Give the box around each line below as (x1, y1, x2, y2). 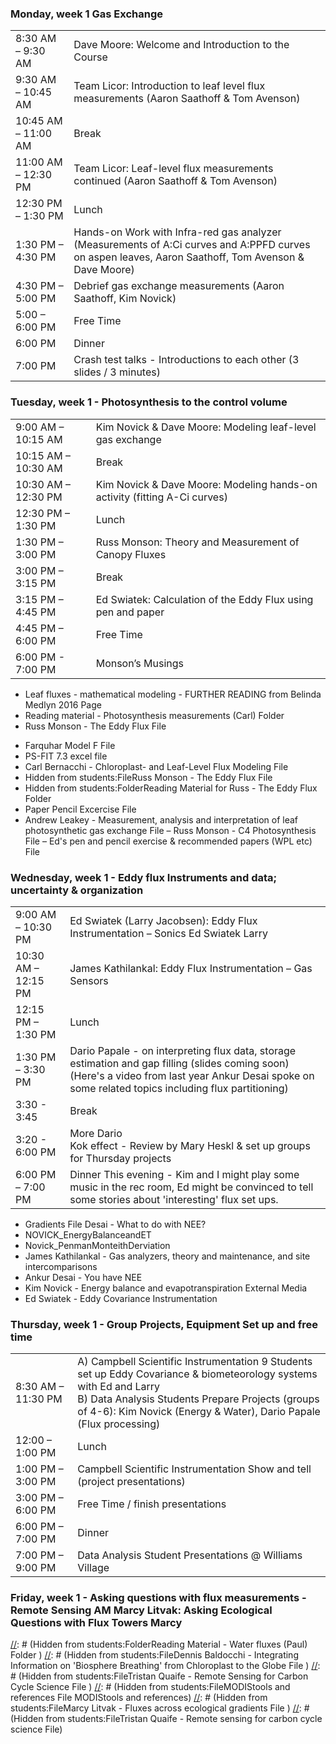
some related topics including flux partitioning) (69, 1081, 289, 1095)
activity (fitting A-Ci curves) (95, 490, 228, 504)
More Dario (69, 1126, 123, 1140)
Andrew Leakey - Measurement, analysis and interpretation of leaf (24, 813, 299, 826)
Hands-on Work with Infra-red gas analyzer (73, 225, 282, 239)
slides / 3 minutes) (73, 365, 161, 379)
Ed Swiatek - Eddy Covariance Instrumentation (24, 1292, 218, 1304)
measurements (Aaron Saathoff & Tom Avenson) (73, 92, 301, 106)
